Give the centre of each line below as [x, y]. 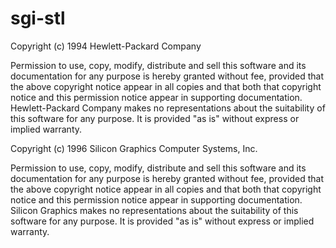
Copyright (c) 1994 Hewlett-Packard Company [106, 46]
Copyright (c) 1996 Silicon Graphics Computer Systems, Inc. [134, 148]
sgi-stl [38, 18]
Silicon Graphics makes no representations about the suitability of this [154, 210]
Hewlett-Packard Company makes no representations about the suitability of [168, 108]
